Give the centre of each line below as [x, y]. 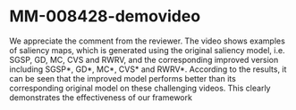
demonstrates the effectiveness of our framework [101, 97]
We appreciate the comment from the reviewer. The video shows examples [148, 41]
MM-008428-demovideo [105, 16]
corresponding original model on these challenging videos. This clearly [140, 88]
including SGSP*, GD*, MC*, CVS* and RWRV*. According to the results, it [148, 69]
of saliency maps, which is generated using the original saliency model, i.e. [147, 50]
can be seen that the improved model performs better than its [123, 78]
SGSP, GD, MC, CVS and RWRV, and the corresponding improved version [144, 59]
